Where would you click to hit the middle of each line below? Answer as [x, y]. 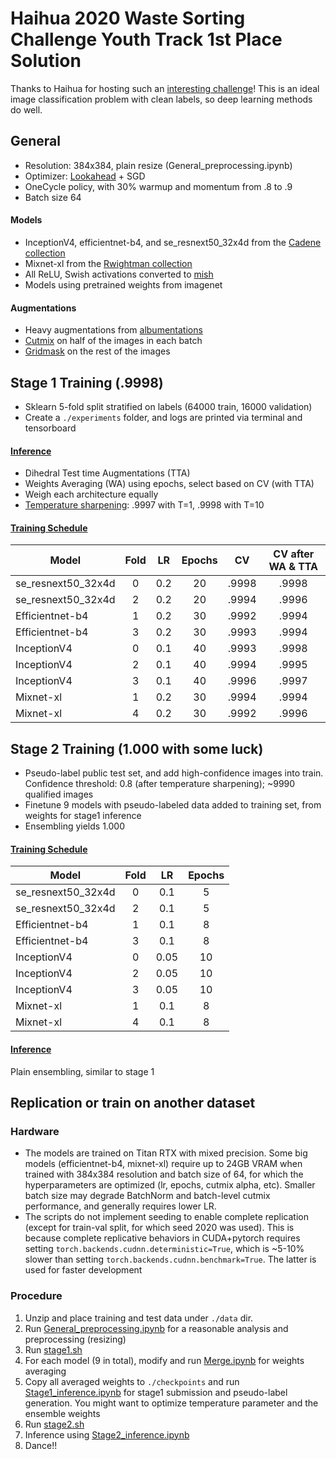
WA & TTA [293, 567]
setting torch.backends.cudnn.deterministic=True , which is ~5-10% [164, 1249]
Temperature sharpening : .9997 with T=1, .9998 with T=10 [144, 505]
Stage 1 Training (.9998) [87, 382]
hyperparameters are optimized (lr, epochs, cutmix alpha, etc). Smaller [170, 1185]
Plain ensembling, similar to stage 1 [82, 1071]
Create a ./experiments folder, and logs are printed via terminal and [163, 417]
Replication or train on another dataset [133, 1102]
